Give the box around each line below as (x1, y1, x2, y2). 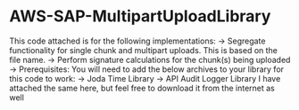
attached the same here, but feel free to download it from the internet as (9, 82, 275, 93)
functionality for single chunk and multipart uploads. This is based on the (9, 44, 278, 55)
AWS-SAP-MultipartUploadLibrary (9, 6, 271, 27)
